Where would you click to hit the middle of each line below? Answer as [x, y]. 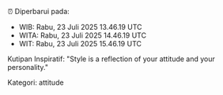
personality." [28, 67]
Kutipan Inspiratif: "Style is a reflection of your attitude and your [111, 59]
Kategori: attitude [36, 82]
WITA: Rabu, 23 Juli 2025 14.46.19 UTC [83, 35]
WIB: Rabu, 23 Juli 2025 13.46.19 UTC [81, 27]
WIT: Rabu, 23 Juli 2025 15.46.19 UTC [80, 44]
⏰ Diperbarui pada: [39, 11]
